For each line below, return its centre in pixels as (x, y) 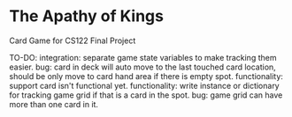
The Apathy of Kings (86, 16)
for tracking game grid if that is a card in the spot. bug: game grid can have (146, 95)
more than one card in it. (54, 104)
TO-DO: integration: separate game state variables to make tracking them (143, 57)
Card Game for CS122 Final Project (73, 40)
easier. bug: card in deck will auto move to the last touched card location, (142, 67)
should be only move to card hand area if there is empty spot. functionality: (146, 76)
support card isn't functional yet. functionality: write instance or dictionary (145, 85)
